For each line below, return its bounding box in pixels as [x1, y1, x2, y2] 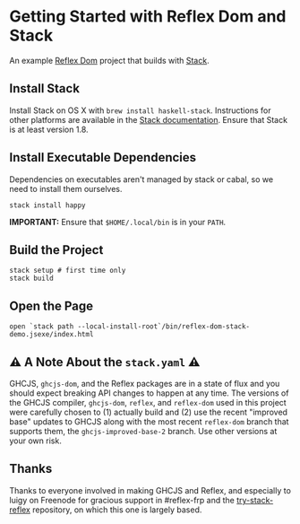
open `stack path [9, 322, 74, 331]
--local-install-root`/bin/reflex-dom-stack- [77, 322, 251, 331]
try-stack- [236, 494, 274, 505]
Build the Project [9, 242, 104, 258]
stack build [9, 274, 54, 284]
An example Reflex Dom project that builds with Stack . [9, 55, 210, 65]
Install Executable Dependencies [9, 150, 197, 165]
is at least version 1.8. [9, 124, 89, 135]
